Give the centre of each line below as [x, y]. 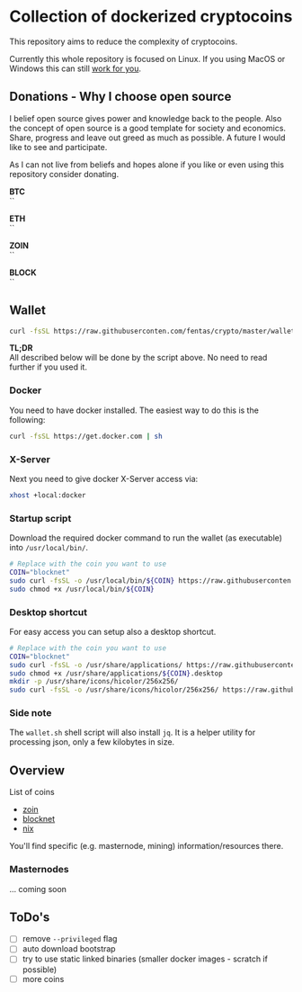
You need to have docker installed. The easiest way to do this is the [134, 410]
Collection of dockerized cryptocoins [151, 17]
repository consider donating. [64, 174]
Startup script [40, 518]
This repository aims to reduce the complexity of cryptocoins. [124, 41]
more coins [43, 979]
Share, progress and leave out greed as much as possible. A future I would [147, 138]
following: [27, 419]
